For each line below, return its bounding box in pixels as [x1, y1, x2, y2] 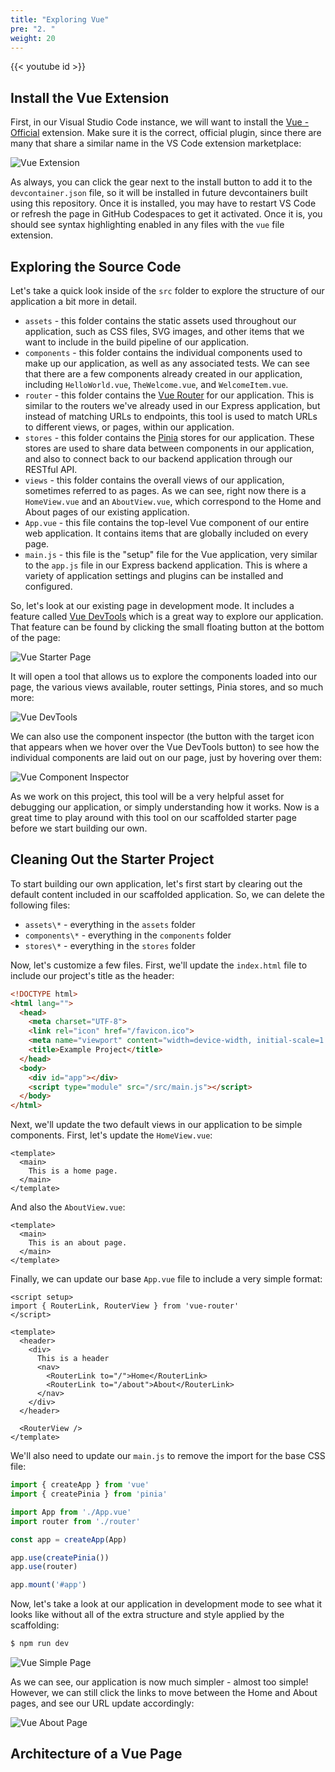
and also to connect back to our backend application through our [24, 453, 293, 465]
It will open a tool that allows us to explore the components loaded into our [10, 671, 318, 682]
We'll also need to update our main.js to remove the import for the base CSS [10, 1450, 326, 1462]
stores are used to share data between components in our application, [24, 442, 315, 454]
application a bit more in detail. [10, 296, 138, 307]
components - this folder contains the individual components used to [24, 347, 303, 358]
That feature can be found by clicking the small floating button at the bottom [10, 621, 325, 633]
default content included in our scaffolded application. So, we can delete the [10, 888, 325, 900]
